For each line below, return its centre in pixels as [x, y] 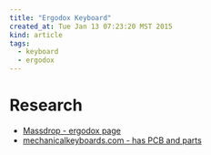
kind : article [36, 35]
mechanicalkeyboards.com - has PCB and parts [112, 140]
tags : [20, 43]
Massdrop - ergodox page [71, 130]
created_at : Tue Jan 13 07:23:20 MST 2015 [91, 26]
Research [46, 105]
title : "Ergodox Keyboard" [60, 18]
